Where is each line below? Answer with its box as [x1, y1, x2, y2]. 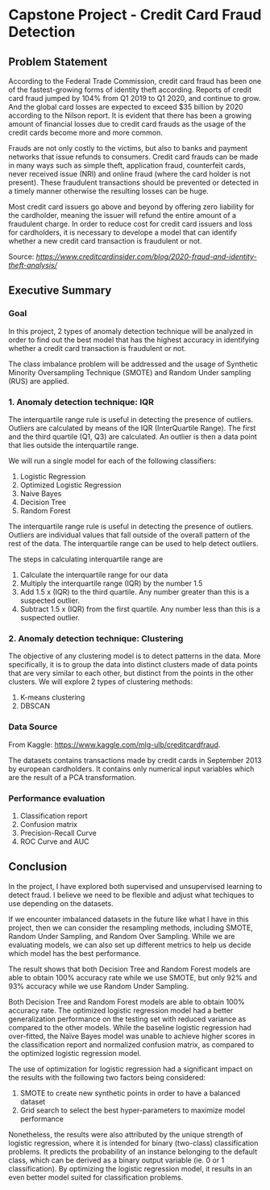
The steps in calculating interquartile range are [8, 554, 164, 564]
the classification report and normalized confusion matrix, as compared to [8, 1039, 255, 1050]
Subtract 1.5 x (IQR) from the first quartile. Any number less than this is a [19, 603, 260, 614]
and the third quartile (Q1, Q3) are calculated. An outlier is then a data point [8, 432, 258, 441]
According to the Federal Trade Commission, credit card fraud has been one [8, 77, 262, 86]
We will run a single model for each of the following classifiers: [8, 456, 216, 466]
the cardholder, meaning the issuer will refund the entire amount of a [8, 211, 236, 219]
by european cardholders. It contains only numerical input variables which [8, 764, 255, 774]
